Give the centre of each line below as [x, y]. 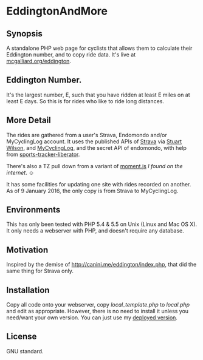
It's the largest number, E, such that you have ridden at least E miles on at [98, 95]
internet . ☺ [20, 172]
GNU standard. [25, 351]
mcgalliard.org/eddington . [39, 61]
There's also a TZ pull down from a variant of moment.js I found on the [95, 166]
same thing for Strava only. [40, 271]
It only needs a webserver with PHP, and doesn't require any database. [95, 231]
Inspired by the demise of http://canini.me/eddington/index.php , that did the [101, 265]
